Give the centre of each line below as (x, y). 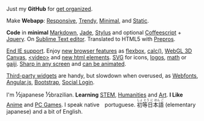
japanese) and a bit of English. (45, 112)
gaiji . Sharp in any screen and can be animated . (66, 64)
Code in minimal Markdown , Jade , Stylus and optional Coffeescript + (94, 32)
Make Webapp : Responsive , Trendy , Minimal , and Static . (77, 20)
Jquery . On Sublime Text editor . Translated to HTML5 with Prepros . (91, 39)
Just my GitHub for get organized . (50, 9)
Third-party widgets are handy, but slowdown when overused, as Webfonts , (102, 75)
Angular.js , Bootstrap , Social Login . (51, 82)
